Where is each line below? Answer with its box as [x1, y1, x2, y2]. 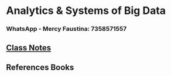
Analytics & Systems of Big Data [6, 4, 166, 17]
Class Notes [6, 42, 52, 53]
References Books [6, 62, 74, 72]
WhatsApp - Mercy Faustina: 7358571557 [6, 25, 127, 33]
